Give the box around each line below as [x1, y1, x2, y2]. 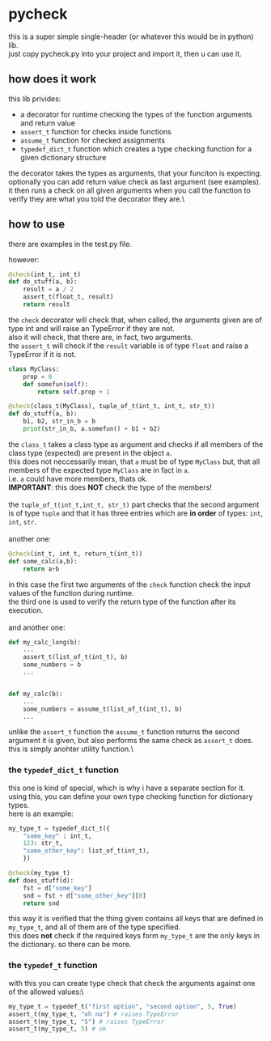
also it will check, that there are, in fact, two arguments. [8, 332, 193, 342]
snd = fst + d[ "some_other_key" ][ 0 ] [23, 891, 147, 899]
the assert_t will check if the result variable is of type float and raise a [8, 341, 249, 351]
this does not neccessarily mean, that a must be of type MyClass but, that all [8, 457, 260, 466]
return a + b [23, 564, 60, 573]
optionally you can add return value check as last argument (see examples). [8, 176, 261, 186]
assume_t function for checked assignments [19, 135, 166, 145]
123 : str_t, [23, 839, 63, 848]
